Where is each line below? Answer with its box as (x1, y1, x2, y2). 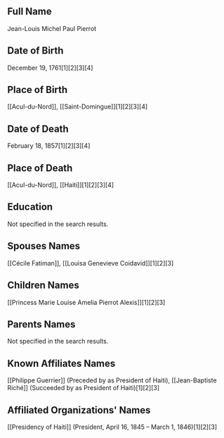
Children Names (7, 280, 79, 292)
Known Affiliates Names (7, 357, 116, 369)
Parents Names (7, 318, 76, 330)
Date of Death (7, 123, 69, 134)
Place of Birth (7, 84, 68, 96)
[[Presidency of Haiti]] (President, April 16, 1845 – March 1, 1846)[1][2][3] (7, 423, 218, 431)
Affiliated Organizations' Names (7, 404, 151, 416)
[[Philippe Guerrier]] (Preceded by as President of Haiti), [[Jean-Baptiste (7, 376, 217, 384)
